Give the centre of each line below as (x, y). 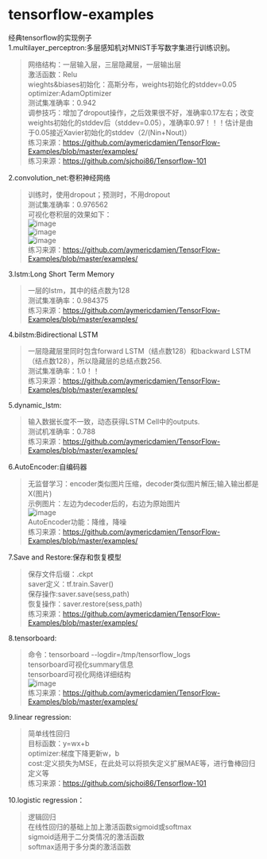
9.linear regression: (40, 717)
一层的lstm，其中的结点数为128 (79, 290)
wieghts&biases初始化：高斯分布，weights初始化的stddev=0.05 (132, 84)
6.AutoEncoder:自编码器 (48, 466)
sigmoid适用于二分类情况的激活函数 (86, 837)
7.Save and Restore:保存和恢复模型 (65, 557)
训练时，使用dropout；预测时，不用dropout (99, 194)
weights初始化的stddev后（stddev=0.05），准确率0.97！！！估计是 (137, 122)
